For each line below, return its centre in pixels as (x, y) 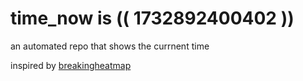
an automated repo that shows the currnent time (110, 46)
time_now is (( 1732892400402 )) (152, 18)
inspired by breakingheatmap (71, 65)
